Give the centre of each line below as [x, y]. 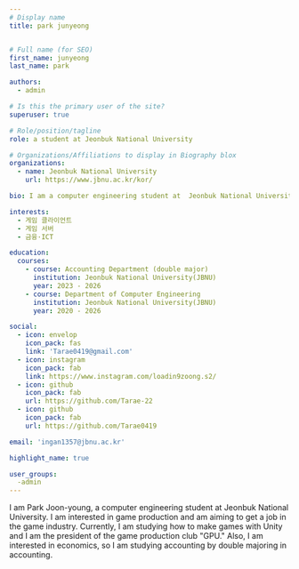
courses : [33, 261]
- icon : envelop [47, 335]
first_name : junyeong [49, 58]
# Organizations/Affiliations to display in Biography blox [123, 155]
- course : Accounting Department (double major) [117, 269]
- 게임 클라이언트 [45, 220]
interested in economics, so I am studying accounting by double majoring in [148, 545]
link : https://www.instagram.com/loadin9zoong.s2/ [121, 376]
